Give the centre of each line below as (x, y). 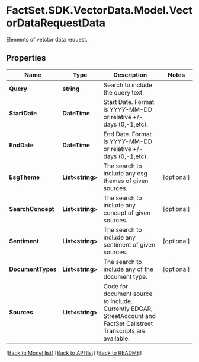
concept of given (127, 213)
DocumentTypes (33, 269)
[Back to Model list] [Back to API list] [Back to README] (74, 353)
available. (117, 338)
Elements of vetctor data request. (47, 39)
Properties (26, 58)
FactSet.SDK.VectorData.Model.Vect (99, 10)
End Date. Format (128, 134)
